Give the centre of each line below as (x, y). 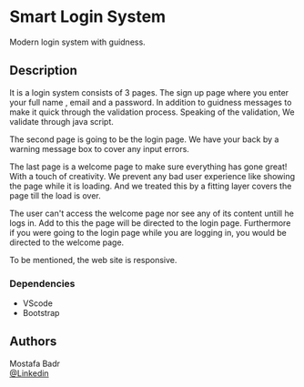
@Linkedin (29, 373)
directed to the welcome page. (67, 242)
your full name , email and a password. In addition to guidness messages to (151, 102)
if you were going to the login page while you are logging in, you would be (148, 232)
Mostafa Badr (35, 363)
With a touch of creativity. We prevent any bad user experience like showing (152, 176)
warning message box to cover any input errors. (99, 148)
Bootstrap (41, 313)
